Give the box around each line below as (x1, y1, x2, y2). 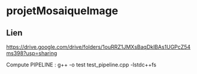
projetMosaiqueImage (6, 4, 119, 18)
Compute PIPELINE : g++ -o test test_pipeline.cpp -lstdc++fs (6, 61, 157, 68)
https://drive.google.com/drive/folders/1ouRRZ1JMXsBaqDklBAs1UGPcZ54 (6, 43, 191, 50)
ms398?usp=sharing (6, 50, 57, 57)
